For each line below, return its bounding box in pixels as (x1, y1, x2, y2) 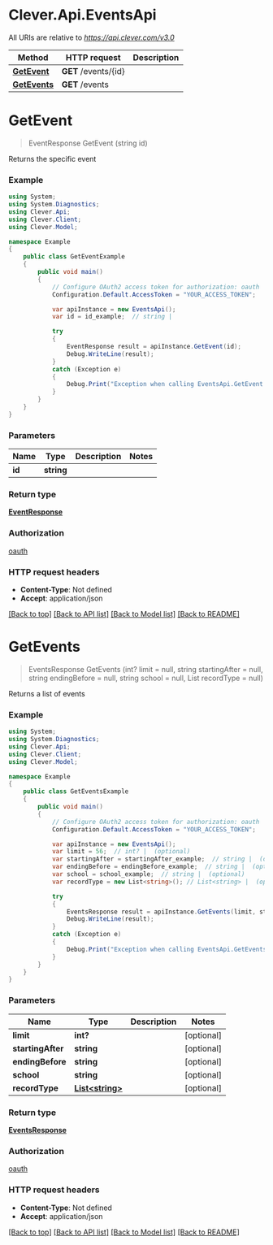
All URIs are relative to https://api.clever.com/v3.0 (8, 33, 175, 42)
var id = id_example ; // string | (51, 313, 173, 321)
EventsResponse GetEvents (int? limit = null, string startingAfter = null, (28, 664, 263, 674)
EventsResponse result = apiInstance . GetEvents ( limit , (66, 908, 256, 916)
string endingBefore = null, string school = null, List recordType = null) (28, 673, 264, 683)
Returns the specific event (8, 154, 97, 163)
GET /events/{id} (61, 65, 126, 76)
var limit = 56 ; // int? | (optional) (51, 848, 191, 856)
